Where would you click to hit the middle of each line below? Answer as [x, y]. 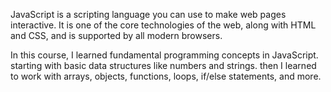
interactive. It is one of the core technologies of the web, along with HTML [163, 25]
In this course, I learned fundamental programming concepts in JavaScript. [164, 55]
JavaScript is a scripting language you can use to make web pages [148, 14]
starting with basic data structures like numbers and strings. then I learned [163, 65]
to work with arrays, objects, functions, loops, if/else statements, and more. [166, 76]
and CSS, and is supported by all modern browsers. [116, 35]
